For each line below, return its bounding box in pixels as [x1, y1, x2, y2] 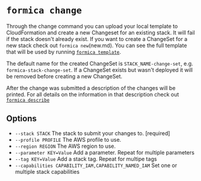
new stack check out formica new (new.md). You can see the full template [6, 42, 188, 49]
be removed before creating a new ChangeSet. [6, 72, 123, 80]
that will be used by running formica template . [6, 48, 122, 56]
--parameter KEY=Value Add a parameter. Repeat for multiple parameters [14, 148, 194, 156]
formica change [6, 5, 82, 16]
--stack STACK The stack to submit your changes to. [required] [14, 129, 170, 137]
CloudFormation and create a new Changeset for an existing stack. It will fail [6, 29, 196, 36]
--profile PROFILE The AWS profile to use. [14, 136, 122, 143]
